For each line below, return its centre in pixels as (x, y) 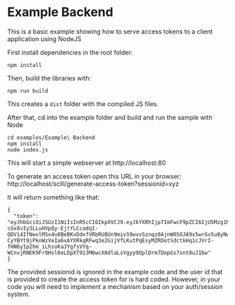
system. (19, 294)
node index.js (28, 150)
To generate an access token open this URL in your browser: (94, 176)
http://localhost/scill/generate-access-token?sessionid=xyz (93, 184)
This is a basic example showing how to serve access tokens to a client (110, 31)
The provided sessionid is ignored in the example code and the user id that (115, 271)
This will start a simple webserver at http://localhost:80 (87, 163)
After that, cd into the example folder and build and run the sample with (110, 117)
